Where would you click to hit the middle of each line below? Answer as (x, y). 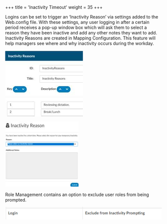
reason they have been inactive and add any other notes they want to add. (81, 33)
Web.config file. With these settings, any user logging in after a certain (78, 22)
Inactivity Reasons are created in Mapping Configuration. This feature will (80, 38)
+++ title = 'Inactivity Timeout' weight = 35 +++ (54, 7)
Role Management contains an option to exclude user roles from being (77, 195)
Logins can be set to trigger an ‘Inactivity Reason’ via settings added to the (82, 17)
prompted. (16, 200)
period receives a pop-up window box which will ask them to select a (76, 27)
